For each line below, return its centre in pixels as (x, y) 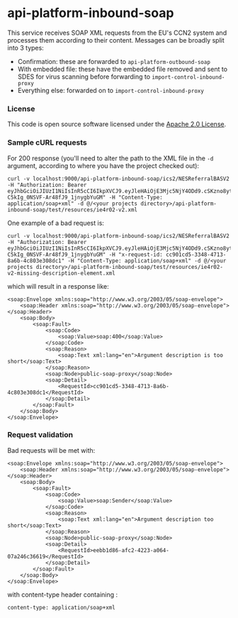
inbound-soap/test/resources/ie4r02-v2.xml (73, 210)
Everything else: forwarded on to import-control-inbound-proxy (110, 90)
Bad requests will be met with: (51, 450)
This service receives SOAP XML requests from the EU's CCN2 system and (117, 33)
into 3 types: (25, 48)
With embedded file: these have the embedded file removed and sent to (123, 69)
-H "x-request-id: (136, 254)
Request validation (40, 435)
